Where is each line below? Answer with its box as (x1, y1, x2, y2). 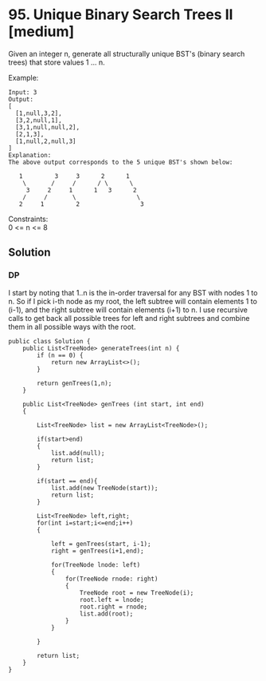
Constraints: (8, 214, 49, 224)
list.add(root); (79, 609, 134, 618)
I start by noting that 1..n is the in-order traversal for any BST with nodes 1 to (8, 287, 258, 297)
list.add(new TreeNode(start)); (50, 484, 158, 492)
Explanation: (8, 151, 52, 159)
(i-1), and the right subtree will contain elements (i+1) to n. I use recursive (8, 305, 248, 315)
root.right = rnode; (79, 603, 148, 611)
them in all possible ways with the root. (8, 322, 136, 331)
